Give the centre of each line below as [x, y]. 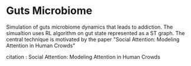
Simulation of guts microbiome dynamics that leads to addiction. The [90, 27]
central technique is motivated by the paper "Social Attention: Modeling [93, 39]
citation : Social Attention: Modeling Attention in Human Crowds [83, 57]
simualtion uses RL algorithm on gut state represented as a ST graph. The [95, 33]
